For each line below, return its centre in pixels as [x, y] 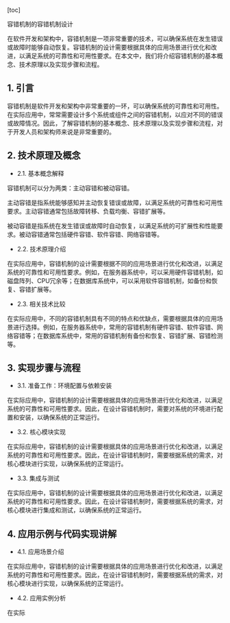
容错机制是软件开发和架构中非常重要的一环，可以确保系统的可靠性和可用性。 [115, 106]
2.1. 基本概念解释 [40, 173]
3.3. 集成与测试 [38, 478]
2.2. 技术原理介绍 [41, 249]
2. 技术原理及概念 [44, 156]
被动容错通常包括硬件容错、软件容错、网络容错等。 [91, 234]
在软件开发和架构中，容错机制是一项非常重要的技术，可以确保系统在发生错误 [115, 38]
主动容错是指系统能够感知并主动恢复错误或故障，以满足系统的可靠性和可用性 [115, 203]
